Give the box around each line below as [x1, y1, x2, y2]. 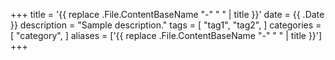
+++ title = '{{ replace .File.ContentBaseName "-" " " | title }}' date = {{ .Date [10, 9, 325, 20]
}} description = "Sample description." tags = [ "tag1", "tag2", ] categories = [10, 19, 322, 31]
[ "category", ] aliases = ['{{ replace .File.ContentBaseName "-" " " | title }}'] [10, 30, 323, 41]
